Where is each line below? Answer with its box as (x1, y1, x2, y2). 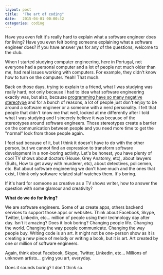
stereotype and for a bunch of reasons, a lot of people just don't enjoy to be (5, 99, 157, 105)
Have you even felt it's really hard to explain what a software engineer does (5, 34, 156, 40)
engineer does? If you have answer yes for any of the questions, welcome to (5, 44, 159, 50)
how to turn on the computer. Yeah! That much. (5, 74, 100, 80)
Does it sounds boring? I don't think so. (5, 265, 84, 271)
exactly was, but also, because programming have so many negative (5, 94, 143, 100)
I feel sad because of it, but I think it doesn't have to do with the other (5, 140, 145, 146)
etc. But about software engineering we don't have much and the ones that (5, 166, 156, 172)
